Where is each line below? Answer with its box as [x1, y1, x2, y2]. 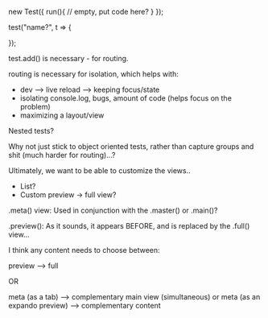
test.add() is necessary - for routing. [8, 54, 129, 63]
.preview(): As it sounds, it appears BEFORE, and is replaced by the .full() [8, 221, 250, 230]
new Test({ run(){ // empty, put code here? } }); [8, 7, 164, 16]
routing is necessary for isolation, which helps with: [8, 69, 179, 79]
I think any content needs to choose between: [8, 246, 160, 254]
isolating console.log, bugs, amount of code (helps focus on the [19, 93, 232, 103]
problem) [19, 102, 51, 111]
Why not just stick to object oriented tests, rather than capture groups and [8, 142, 254, 151]
